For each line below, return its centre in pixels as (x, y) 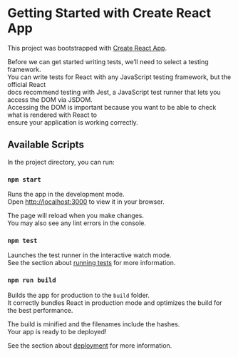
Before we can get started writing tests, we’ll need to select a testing (108, 61)
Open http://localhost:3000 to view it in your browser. (86, 202)
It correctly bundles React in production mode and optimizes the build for (115, 302)
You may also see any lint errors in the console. (77, 223)
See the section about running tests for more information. (92, 263)
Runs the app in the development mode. (66, 195)
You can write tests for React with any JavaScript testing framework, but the (119, 77)
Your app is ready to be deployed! (57, 331)
